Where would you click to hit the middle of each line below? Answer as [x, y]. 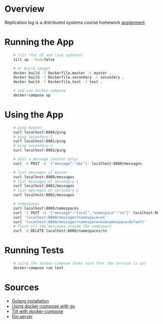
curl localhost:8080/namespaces [46, 208]
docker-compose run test [38, 268]
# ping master [27, 127]
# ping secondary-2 [33, 146]
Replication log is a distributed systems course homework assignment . [75, 22]
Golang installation [30, 301]
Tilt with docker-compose [37, 311]
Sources [22, 288]
